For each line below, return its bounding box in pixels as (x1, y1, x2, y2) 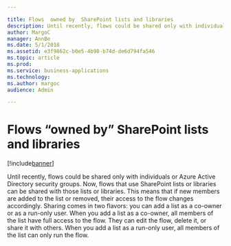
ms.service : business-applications (7, 67, 109, 74)
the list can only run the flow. (7, 231, 89, 239)
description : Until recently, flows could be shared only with (7, 22, 192, 30)
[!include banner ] (7, 159, 54, 168)
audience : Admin (7, 87, 54, 93)
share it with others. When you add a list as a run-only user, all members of (7, 224, 220, 232)
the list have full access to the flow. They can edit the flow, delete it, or (7, 216, 207, 225)
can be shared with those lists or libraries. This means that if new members (7, 187, 220, 196)
